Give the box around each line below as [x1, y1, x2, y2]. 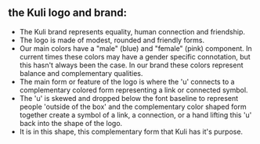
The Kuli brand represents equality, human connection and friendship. [19, 27, 245, 36]
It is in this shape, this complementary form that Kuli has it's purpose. [19, 127, 244, 136]
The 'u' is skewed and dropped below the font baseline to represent [19, 93, 239, 103]
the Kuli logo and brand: [8, 6, 128, 20]
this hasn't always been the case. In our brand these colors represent [19, 60, 244, 70]
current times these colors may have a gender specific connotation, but [19, 52, 251, 61]
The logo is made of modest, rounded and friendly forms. [19, 35, 205, 45]
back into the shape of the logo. [19, 118, 123, 128]
